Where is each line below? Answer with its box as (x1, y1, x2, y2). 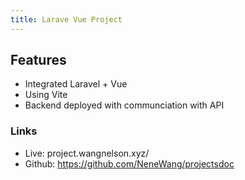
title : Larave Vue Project (10, 14, 123, 25)
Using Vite (24, 89, 68, 101)
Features (10, 52, 67, 69)
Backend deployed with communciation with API (24, 99, 225, 111)
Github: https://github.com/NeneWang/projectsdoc (24, 157, 235, 170)
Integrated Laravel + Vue (24, 78, 128, 90)
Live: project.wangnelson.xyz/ (24, 147, 150, 159)
